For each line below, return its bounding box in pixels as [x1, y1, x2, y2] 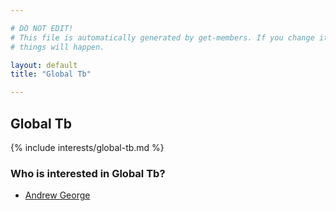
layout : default [10, 60, 78, 70]
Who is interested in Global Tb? [10, 166, 166, 180]
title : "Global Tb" [10, 69, 92, 80]
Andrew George [24, 189, 91, 201]
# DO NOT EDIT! [10, 23, 74, 33]
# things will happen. [10, 42, 105, 52]
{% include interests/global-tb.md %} [10, 141, 165, 153]
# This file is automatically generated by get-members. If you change [10, 32, 315, 43]
